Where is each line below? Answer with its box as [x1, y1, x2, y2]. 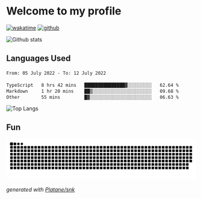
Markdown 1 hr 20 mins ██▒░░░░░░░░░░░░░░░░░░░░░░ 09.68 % [6, 88, 179, 94]
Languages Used [6, 53, 71, 64]
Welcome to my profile [6, 4, 122, 18]
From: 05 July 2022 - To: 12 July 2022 [6, 70, 107, 76]
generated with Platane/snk [6, 186, 75, 194]
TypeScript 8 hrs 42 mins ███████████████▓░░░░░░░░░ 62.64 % [6, 82, 179, 88]
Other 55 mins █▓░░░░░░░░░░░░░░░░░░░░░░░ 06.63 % [6, 94, 179, 100]
